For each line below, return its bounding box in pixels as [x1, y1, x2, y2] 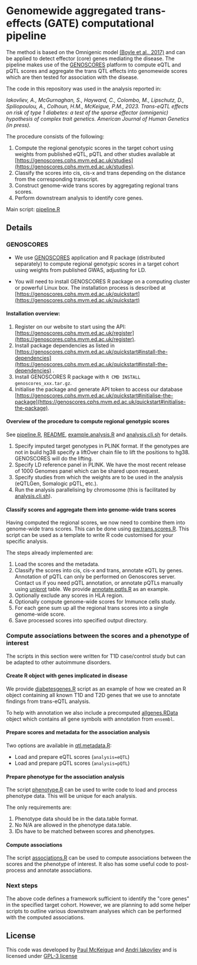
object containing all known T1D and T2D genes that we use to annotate [6, 691, 181, 698]
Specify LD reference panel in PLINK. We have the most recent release [14, 461, 186, 469]
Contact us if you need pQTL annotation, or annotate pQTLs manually [14, 579, 183, 586]
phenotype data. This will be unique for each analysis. [6, 792, 137, 800]
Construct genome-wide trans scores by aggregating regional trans [14, 181, 179, 189]
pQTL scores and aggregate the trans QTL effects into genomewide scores [6, 67, 188, 74]
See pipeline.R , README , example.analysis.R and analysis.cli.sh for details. [6, 431, 188, 438]
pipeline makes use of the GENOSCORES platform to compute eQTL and [6, 61, 181, 68]
